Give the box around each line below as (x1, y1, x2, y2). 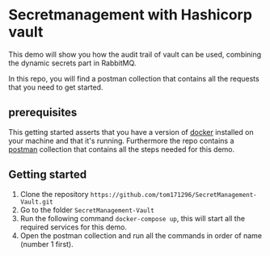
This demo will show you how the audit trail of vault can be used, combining (8, 49, 262, 59)
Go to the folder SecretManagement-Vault (19, 204, 155, 215)
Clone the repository (19, 189, 89, 199)
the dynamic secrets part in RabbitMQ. (8, 58, 137, 68)
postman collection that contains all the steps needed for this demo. (8, 144, 235, 154)
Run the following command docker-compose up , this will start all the (19, 213, 245, 223)
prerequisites (8, 106, 78, 120)
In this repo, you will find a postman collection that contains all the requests (8, 73, 260, 83)
